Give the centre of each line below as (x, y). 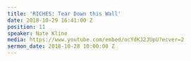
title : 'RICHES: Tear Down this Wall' (64, 14)
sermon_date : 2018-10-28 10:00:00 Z (61, 46)
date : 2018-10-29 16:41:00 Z (50, 20)
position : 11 (26, 27)
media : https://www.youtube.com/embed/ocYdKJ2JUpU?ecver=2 (96, 40)
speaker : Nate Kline (38, 33)
